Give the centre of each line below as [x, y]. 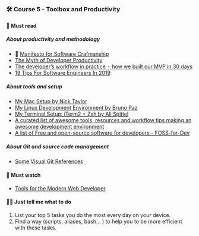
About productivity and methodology [53, 39]
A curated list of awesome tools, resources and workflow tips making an [103, 120]
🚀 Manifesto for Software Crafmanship [62, 54]
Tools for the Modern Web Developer [60, 188]
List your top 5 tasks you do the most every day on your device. [93, 215]
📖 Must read [21, 25]
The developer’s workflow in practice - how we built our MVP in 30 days [104, 66]
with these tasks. [35, 228]
